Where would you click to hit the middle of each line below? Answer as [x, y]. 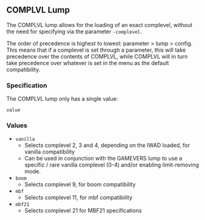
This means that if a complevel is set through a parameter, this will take [96, 50]
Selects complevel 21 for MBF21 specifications [83, 211]
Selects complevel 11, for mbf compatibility [79, 198]
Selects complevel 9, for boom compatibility [80, 184]
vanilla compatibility [50, 152]
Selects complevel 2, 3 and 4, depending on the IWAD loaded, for [107, 145]
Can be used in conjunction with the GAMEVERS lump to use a [103, 159]
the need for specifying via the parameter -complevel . [74, 31]
